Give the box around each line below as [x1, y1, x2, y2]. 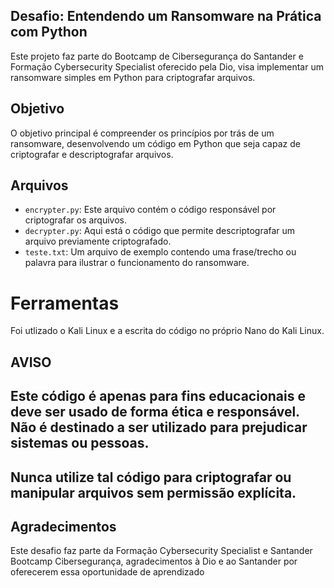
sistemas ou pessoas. [10, 435, 150, 452]
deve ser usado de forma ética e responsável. [10, 404, 300, 421]
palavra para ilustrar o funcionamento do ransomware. [24, 257, 250, 269]
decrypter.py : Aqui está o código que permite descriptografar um [24, 225, 296, 237]
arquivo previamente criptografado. [24, 235, 172, 248]
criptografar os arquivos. [24, 214, 128, 226]
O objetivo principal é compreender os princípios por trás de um [10, 127, 275, 139]
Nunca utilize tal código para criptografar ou [10, 469, 292, 486]
